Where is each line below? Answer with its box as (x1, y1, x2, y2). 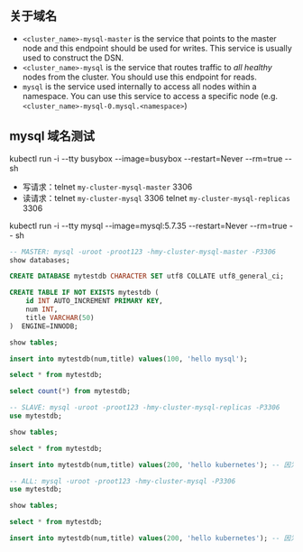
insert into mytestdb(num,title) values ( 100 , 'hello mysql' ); (9, 354, 248, 363)
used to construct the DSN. (22, 52, 124, 63)
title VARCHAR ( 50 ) (25, 313, 95, 322)
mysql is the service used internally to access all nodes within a (22, 80, 257, 92)
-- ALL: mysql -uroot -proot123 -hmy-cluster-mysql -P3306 (9, 476, 236, 485)
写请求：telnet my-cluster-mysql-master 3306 (22, 181, 193, 192)
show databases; (9, 255, 70, 264)
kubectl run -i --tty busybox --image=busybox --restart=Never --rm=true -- (9, 152, 293, 164)
